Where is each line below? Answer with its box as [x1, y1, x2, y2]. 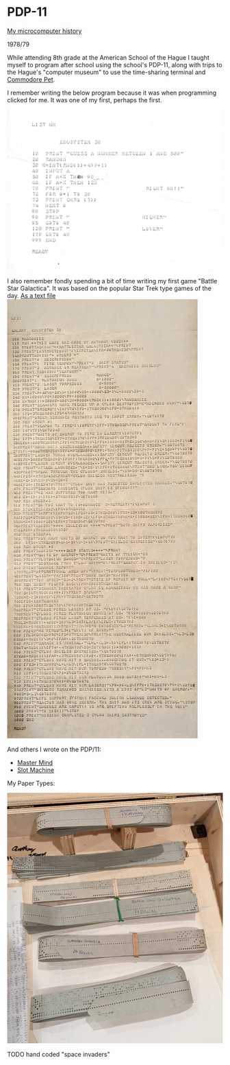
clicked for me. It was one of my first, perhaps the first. [7, 95, 162, 104]
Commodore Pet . [7, 75, 55, 83]
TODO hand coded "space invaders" [7, 1051, 111, 1059]
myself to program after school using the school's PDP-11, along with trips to [7, 60, 222, 69]
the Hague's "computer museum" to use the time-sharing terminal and [7, 68, 206, 76]
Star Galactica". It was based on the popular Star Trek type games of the [7, 284, 212, 292]
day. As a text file [7, 292, 56, 300]
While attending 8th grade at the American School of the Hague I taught [7, 53, 210, 62]
